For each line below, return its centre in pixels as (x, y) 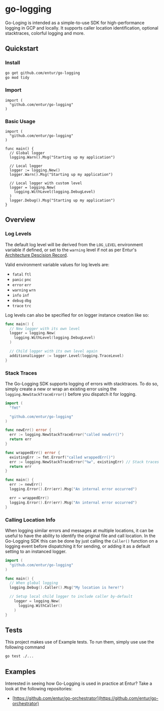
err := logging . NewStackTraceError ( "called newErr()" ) (67, 435)
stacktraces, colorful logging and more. (45, 33)
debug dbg (22, 301)
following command (25, 647)
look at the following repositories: (39, 689)
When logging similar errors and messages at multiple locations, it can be (79, 530)
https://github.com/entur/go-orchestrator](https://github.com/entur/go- (86, 698)
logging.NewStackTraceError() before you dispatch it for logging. (71, 394)
